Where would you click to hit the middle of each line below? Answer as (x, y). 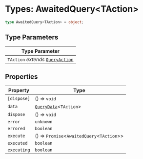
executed (18, 143)
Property (19, 91)
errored (16, 129)
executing (19, 150)
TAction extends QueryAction (41, 59)
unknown (44, 122)
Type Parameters (32, 37)
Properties (21, 77)
